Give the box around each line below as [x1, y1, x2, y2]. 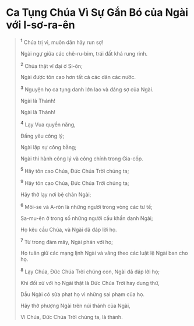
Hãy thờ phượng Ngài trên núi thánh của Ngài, [20, 302, 130, 309]
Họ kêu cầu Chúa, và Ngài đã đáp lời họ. [20, 226, 118, 233]
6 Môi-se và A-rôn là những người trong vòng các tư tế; [20, 202, 153, 210]
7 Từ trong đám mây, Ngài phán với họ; [20, 237, 114, 245]
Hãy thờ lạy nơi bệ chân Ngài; [20, 191, 91, 198]
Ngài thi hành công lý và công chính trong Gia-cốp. [20, 155, 144, 162]
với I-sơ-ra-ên [6, 18, 75, 32]
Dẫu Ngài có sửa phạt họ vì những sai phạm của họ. [20, 290, 144, 298]
